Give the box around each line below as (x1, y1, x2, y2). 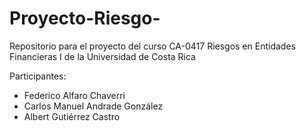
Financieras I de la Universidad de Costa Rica (9, 50, 196, 62)
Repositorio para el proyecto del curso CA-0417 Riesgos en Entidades (9, 40, 296, 52)
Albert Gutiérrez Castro (23, 110, 121, 122)
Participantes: (9, 70, 67, 82)
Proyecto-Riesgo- (9, 7, 161, 30)
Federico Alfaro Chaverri (23, 89, 126, 101)
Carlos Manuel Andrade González (23, 100, 164, 112)
